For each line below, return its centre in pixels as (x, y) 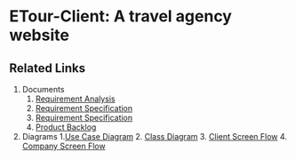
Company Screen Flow (64, 146)
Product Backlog (66, 127)
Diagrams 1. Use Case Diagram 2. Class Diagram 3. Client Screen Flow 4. (154, 136)
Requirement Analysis (75, 99)
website (39, 35)
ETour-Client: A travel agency (121, 16)
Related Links (48, 68)
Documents (43, 89)
